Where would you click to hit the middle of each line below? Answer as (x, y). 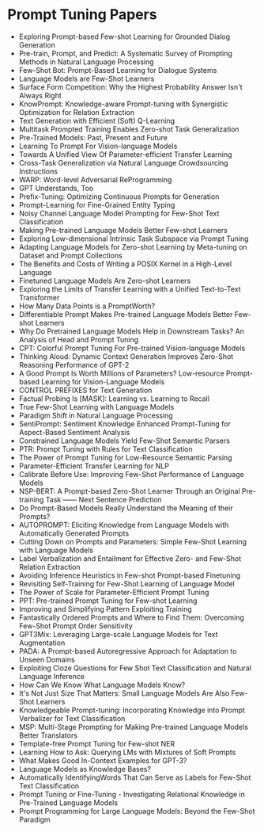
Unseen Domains (47, 659)
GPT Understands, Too (56, 188)
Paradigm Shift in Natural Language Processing (96, 415)
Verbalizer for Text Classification (72, 718)
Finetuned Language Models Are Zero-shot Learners (105, 281)
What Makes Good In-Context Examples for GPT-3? (103, 760)
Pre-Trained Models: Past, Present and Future (93, 137)
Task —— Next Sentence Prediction (104, 499)
